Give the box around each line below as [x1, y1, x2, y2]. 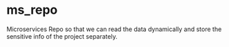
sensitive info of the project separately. [6, 32, 118, 40]
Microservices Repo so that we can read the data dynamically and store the [6, 25, 222, 33]
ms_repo [6, 2, 58, 18]
